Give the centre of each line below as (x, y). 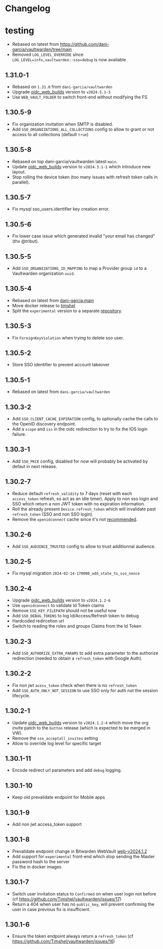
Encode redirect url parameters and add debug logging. (67, 770)
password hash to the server (41, 861)
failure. (19, 434)
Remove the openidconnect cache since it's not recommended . (75, 519)
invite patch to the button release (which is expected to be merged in (81, 728)
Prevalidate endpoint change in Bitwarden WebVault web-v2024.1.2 (80, 851)
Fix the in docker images (37, 867)
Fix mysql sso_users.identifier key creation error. (61, 209)
